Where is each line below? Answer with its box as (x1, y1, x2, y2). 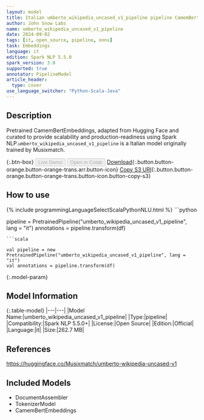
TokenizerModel (15, 400, 56, 407)
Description (6, 111, 52, 121)
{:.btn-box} (6, 158, 35, 165)
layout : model (6, 9, 42, 15)
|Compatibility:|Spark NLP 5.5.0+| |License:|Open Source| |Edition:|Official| (6, 320, 194, 327)
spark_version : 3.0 (6, 60, 56, 66)
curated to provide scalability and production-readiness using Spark (6, 133, 177, 140)
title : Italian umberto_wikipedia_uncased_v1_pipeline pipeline (6, 15, 172, 21)
